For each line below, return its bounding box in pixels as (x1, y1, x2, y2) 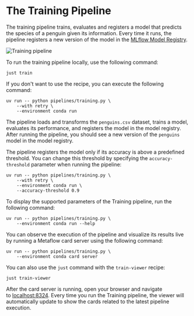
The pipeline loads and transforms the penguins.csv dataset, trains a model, (6, 118, 189, 125)
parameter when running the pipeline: (31, 161, 122, 168)
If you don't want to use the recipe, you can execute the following (6, 80, 164, 87)
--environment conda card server (16, 253, 98, 259)
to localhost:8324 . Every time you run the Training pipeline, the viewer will (6, 291, 184, 298)
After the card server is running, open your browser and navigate (6, 286, 162, 293)
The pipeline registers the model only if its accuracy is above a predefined (6, 148, 185, 155)
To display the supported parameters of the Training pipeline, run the (6, 198, 172, 205)
